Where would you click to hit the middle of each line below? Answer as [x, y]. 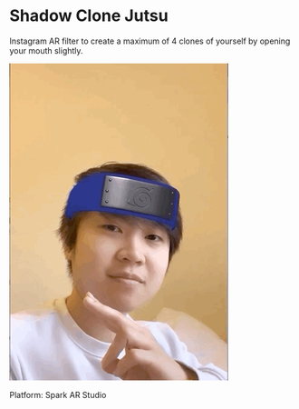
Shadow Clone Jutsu [89, 16]
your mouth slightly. [46, 50]
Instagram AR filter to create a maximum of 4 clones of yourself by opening [150, 41]
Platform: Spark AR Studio [58, 394]
